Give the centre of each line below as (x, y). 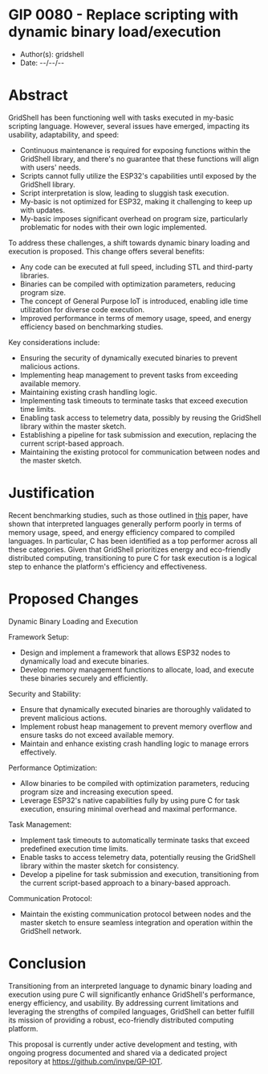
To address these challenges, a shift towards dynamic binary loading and (129, 242)
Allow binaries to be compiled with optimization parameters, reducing (135, 783)
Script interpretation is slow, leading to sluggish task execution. (124, 193)
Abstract (38, 95)
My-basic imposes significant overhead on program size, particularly (134, 218)
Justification (51, 493)
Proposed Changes (73, 599)
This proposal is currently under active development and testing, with (123, 1044)
